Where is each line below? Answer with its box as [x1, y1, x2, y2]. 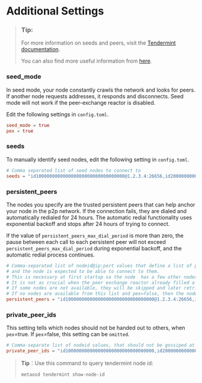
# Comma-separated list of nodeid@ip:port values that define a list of [6, 263, 192, 269]
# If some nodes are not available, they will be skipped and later [6, 285, 182, 291]
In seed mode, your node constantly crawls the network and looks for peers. [6, 86, 196, 93]
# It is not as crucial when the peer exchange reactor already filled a [6, 279, 195, 285]
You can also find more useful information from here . [20, 57, 152, 64]
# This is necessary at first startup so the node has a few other [6, 274, 182, 280]
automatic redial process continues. [6, 251, 95, 258]
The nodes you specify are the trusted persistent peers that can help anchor [6, 201, 195, 208]
